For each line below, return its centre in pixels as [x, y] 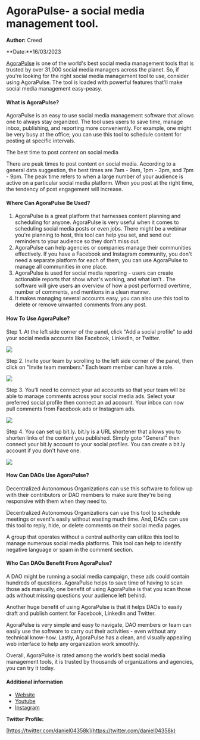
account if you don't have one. [44, 450]
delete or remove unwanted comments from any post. [81, 304]
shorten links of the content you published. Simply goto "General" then [93, 438]
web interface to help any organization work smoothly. [73, 643]
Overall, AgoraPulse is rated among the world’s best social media [86, 655]
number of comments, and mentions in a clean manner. [82, 292]
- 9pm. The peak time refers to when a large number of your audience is [95, 176]
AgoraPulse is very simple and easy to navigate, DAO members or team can [99, 624]
